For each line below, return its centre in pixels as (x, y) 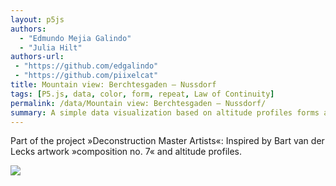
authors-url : (37, 57)
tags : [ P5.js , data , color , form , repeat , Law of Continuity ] (142, 94)
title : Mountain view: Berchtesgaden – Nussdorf (113, 85)
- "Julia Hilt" (51, 47)
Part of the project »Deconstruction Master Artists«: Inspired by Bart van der (167, 141)
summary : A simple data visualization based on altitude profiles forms (165, 112)
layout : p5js (37, 19)
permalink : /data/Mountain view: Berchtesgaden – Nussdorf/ (138, 103)
